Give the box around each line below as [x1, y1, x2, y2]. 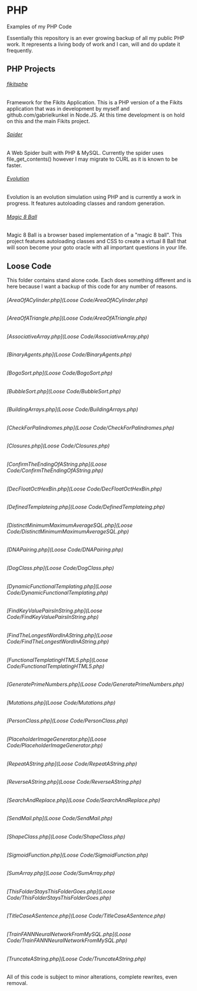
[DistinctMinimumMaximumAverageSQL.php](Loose [6, 522, 133, 529]
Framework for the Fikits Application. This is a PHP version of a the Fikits [6, 98, 183, 106]
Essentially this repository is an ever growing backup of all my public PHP [6, 34, 185, 41]
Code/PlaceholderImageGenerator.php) [6, 741, 103, 748]
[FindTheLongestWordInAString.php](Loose [6, 631, 113, 639]
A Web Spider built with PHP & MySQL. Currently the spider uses [6, 149, 164, 156]
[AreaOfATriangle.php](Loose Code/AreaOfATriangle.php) [6, 314, 148, 322]
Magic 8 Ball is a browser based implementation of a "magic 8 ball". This [6, 231, 182, 238]
